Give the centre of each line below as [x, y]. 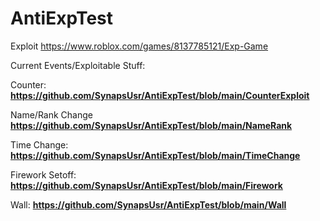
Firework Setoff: [43, 174]
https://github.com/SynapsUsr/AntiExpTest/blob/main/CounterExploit [160, 95]
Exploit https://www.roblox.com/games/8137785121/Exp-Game [139, 46]
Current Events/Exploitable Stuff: [78, 65]
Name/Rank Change [51, 114]
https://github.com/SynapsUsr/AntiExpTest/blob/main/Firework [146, 185]
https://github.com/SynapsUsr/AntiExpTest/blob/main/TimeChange [155, 155]
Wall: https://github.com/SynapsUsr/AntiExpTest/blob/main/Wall [148, 204]
